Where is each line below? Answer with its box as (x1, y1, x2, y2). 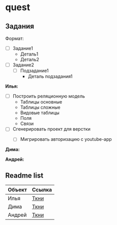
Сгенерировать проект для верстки (12, 126, 91, 132)
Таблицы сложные (20, 104, 61, 111)
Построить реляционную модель (12, 93, 85, 99)
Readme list (5, 171, 44, 180)
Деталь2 (20, 57, 40, 63)
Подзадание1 (20, 68, 49, 74)
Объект (8, 186, 27, 193)
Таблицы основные (20, 99, 63, 105)
